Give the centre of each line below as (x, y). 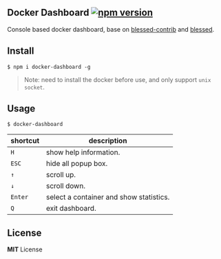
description (108, 141)
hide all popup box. (77, 164)
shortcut (25, 141)
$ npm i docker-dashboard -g (49, 67)
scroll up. (61, 175)
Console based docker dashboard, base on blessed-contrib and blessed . (111, 29)
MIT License (25, 249)
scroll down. (66, 186)
